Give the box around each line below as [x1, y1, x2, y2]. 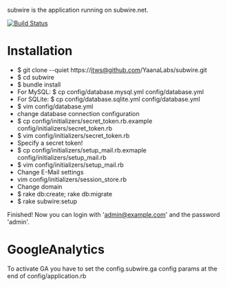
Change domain [17, 182, 63, 191]
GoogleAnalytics [7, 242, 105, 257]
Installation [7, 43, 73, 59]
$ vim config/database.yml [17, 102, 94, 111]
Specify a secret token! [17, 139, 83, 147]
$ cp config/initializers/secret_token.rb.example [17, 117, 153, 125]
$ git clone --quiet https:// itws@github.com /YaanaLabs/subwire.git [17, 65, 208, 74]
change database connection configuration [17, 109, 140, 117]
